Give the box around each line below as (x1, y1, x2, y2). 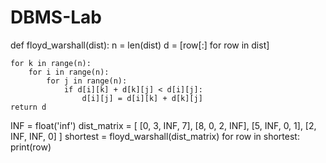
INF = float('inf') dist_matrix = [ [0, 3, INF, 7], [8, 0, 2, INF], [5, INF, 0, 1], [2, (10, 119, 317, 131)
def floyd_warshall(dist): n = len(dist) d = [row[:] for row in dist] (10, 39, 270, 51)
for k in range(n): (10, 58, 92, 68)
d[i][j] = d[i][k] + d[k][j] (81, 93, 203, 103)
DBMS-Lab (10, 6, 103, 29)
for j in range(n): (46, 76, 128, 86)
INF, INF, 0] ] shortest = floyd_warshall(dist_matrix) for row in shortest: (10, 130, 300, 142)
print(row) (10, 141, 52, 153)
